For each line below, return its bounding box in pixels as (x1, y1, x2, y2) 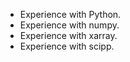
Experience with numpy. (19, 19, 120, 31)
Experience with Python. (19, 9, 122, 20)
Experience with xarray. (19, 30, 118, 41)
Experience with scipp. (19, 40, 115, 52)
